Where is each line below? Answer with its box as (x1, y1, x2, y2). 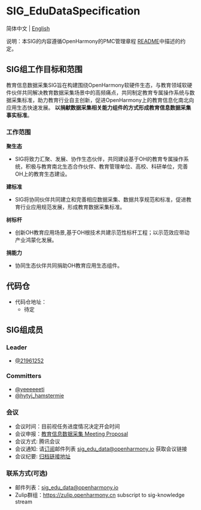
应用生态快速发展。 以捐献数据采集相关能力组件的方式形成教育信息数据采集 (6, 104, 191, 111)
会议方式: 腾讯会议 (14, 438, 60, 445)
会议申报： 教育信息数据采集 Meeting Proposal (14, 430, 129, 437)
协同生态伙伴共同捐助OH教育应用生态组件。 (14, 262, 123, 269)
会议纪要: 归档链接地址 (14, 453, 71, 460)
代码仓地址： (14, 298, 47, 305)
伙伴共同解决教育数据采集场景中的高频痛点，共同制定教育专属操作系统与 (11, 89, 190, 96)
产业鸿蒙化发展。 (14, 236, 57, 244)
